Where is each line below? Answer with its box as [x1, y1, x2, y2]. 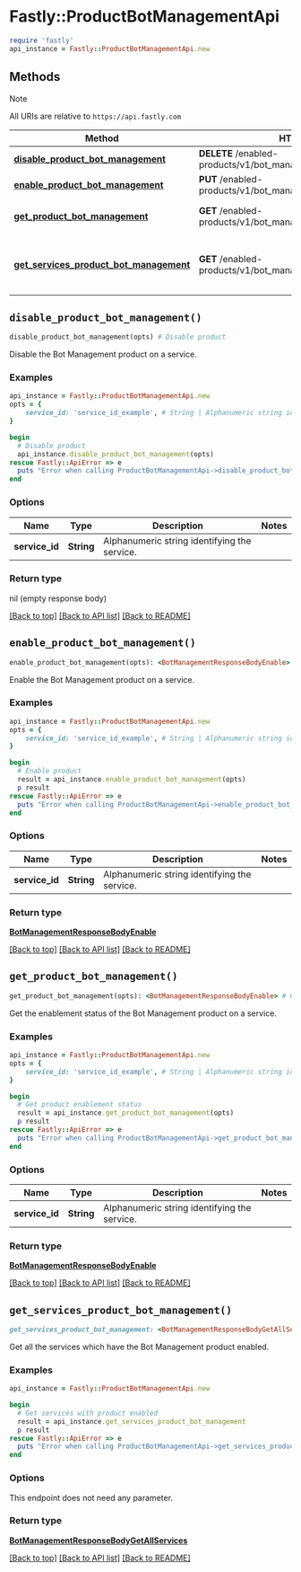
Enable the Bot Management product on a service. [9, 674, 195, 684]
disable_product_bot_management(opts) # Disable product [9, 332, 227, 342]
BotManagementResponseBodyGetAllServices [9, 1534, 188, 1546]
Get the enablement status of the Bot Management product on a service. [9, 1008, 278, 1019]
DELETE [198, 146, 233, 159]
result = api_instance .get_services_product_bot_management [17, 1417, 246, 1426]
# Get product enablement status [17, 1100, 142, 1109]
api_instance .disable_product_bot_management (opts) [17, 449, 215, 459]
